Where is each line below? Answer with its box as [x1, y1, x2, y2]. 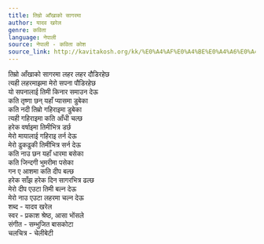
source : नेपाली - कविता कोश [8, 41, 86, 49]
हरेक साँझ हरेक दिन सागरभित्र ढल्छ [8, 176, 94, 184]
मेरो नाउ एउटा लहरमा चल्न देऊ [8, 193, 85, 202]
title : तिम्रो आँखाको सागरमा [8, 11, 81, 20]
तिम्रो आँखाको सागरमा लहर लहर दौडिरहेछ [8, 70, 110, 78]
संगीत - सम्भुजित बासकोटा [8, 220, 74, 228]
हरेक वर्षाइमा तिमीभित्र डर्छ [8, 122, 71, 132]
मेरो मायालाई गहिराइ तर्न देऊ [8, 131, 77, 140]
